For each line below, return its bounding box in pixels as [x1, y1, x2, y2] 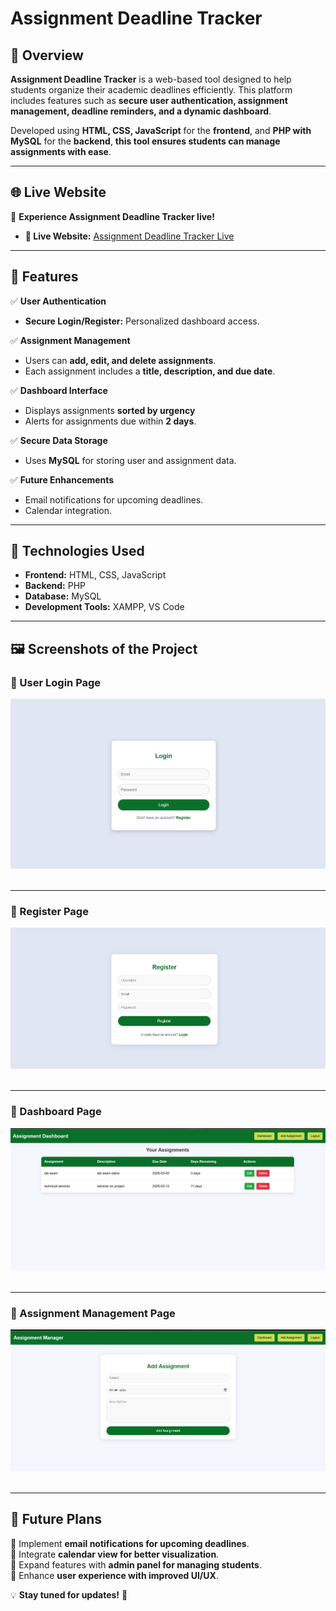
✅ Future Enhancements [10, 473, 115, 486]
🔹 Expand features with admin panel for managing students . [10, 1558, 262, 1571]
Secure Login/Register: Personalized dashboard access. [24, 315, 260, 327]
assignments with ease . [10, 146, 112, 157]
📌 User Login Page [10, 675, 102, 689]
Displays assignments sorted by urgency [24, 404, 196, 416]
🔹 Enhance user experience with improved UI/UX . [10, 1569, 219, 1581]
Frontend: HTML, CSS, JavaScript [24, 569, 167, 581]
